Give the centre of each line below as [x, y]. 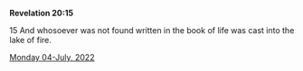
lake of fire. [31, 40]
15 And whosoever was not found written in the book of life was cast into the [152, 30]
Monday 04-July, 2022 [52, 57]
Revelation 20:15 [42, 13]
